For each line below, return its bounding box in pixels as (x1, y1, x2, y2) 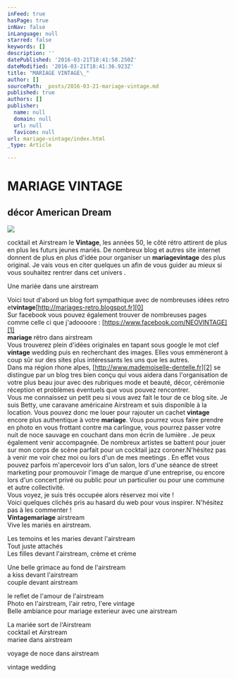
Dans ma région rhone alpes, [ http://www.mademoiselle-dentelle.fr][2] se (7, 363, 221, 371)
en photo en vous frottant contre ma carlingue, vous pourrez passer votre (7, 423, 221, 432)
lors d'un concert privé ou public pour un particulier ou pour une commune (7, 476, 225, 484)
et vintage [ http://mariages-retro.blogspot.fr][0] (7, 303, 144, 311)
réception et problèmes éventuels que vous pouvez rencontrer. (7, 386, 190, 394)
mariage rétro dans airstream (7, 333, 93, 342)
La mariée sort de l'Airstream (7, 621, 92, 629)
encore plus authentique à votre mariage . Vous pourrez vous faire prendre (7, 416, 224, 424)
